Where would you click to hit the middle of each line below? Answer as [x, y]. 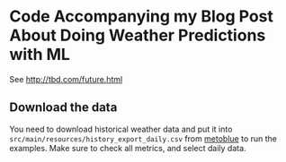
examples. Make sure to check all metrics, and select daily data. [128, 148]
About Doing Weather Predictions [138, 35]
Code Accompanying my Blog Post [142, 17]
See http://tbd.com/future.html [66, 79]
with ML [40, 55]
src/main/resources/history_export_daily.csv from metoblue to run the [143, 138]
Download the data [63, 108]
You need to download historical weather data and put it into [121, 129]
